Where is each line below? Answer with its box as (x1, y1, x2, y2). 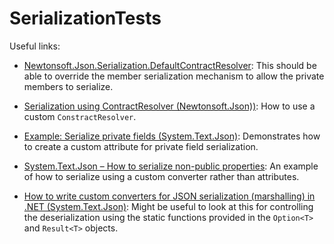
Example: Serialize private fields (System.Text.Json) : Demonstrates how (23, 130, 321, 142)
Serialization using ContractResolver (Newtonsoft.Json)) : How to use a (23, 100, 316, 112)
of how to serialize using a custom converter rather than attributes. (23, 170, 300, 182)
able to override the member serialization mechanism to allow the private (23, 70, 325, 82)
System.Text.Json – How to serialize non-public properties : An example (23, 160, 319, 172)
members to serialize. (23, 80, 114, 92)
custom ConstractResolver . (23, 110, 137, 122)
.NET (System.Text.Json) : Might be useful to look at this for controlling (23, 200, 314, 212)
